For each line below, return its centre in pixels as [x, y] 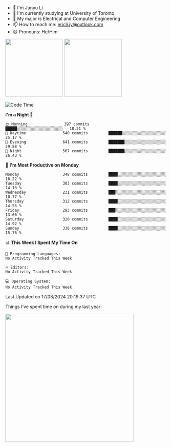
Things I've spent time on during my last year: [54, 307]
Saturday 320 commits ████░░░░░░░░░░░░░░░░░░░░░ [86, 219]
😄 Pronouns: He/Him [35, 32]
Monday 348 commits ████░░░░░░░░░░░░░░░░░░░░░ [86, 174]
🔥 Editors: [17, 267]
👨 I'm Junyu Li [28, 8]
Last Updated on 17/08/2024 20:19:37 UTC [51, 296]
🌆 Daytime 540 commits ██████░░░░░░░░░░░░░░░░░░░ [86, 133]
